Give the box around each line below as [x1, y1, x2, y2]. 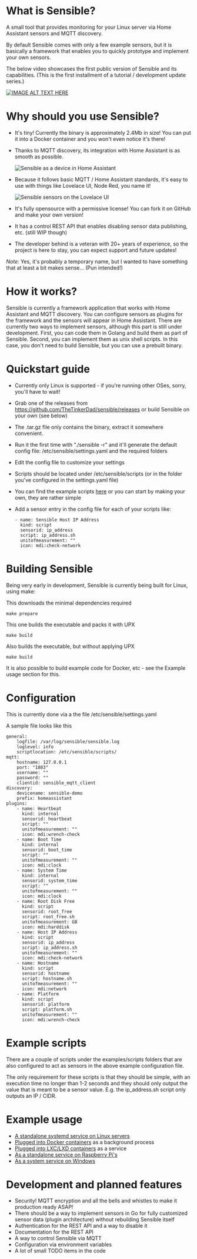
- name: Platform [16, 991, 59, 997]
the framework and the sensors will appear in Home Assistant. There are [6, 317, 182, 324]
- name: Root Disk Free [16, 898, 75, 904]
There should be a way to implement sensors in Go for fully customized [14, 1210, 188, 1217]
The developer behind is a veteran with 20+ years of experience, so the [14, 240, 188, 247]
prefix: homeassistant [16, 795, 72, 801]
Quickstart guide [6, 363, 90, 376]
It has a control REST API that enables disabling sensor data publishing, [14, 222, 188, 230]
